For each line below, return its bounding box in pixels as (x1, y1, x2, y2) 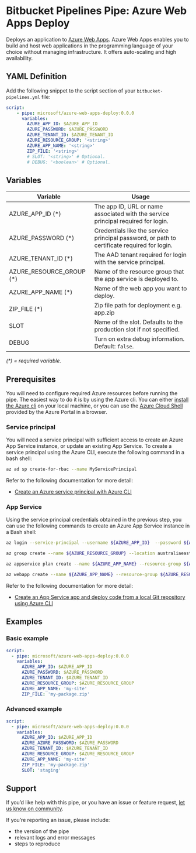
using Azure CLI (14, 600, 54, 607)
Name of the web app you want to (94, 285, 187, 293)
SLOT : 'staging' (21, 767, 61, 773)
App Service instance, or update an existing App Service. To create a (6, 443, 172, 450)
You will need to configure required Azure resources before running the (6, 390, 178, 396)
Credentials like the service (94, 227, 169, 235)
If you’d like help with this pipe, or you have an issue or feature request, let (6, 799, 185, 806)
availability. (6, 54, 33, 61)
